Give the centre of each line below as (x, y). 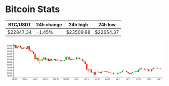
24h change (49, 25)
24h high (78, 25)
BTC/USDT (20, 25)
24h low (107, 25)
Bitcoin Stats (33, 9)
